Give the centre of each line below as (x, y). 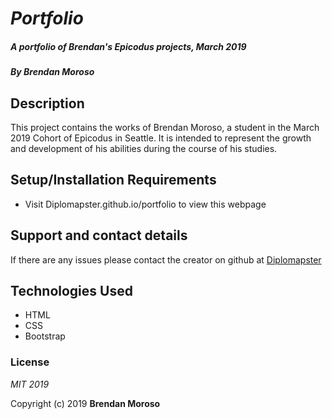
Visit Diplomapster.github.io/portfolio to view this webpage (145, 204)
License (30, 362)
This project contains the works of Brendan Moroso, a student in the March (165, 127)
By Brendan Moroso (52, 72)
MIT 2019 (30, 384)
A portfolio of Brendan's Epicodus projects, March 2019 (128, 46)
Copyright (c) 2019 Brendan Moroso (85, 403)
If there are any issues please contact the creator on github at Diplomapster (166, 259)
